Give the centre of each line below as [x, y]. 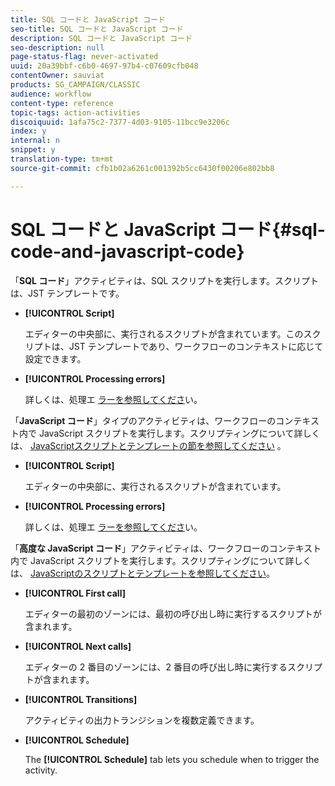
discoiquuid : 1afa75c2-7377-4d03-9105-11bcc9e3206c [120, 122]
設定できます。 [55, 358]
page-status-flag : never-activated [84, 57]
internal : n [35, 141]
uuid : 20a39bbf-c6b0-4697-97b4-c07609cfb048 [104, 66]
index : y [28, 131]
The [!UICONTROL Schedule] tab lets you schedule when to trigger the [172, 759]
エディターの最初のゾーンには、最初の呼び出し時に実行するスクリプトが [173, 613]
